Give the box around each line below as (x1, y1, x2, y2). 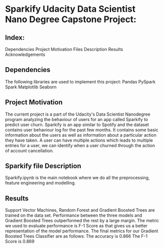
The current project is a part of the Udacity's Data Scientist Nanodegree (5, 111, 151, 117)
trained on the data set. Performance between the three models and (5, 212, 142, 219)
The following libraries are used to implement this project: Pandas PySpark (5, 78, 156, 84)
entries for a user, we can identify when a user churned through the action (5, 142, 155, 148)
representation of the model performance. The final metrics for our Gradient (5, 228, 158, 234)
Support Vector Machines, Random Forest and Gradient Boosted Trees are (5, 207, 155, 213)
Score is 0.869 (5, 239, 35, 245)
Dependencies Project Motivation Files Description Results (5, 47, 123, 52)
